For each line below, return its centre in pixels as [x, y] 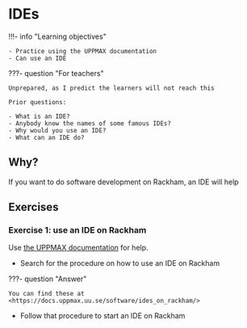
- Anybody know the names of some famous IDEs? [90, 123]
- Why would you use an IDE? [57, 130]
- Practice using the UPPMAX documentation [83, 51]
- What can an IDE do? [46, 137]
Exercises [33, 207]
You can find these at [46, 294]
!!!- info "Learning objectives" [57, 36]
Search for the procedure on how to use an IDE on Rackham [120, 263]
